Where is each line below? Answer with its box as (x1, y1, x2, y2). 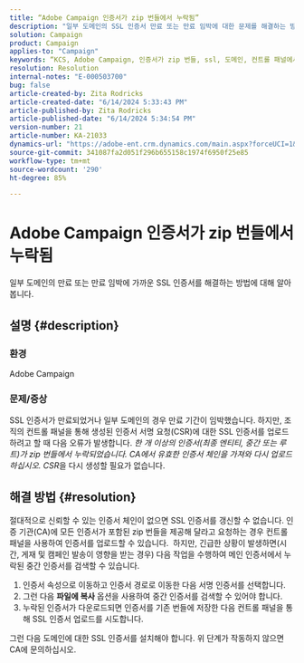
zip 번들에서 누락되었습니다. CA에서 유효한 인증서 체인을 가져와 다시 (28, 449, 269, 460)
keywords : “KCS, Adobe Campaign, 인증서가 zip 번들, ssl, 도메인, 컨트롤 (9, 55, 271, 64)
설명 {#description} (9, 318, 119, 333)
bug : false (9, 81, 51, 90)
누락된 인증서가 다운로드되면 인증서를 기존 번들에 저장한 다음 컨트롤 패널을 (22, 601, 284, 612)
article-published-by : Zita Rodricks (9, 106, 152, 115)
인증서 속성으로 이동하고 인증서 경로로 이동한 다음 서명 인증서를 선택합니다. (22, 579, 287, 590)
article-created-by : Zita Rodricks (9, 89, 144, 98)
